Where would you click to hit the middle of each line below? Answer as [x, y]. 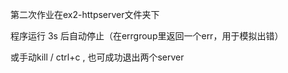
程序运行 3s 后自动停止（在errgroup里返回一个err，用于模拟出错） [147, 36]
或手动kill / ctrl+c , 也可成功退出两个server [97, 57]
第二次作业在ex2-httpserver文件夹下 [85, 14]
